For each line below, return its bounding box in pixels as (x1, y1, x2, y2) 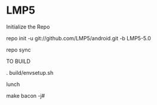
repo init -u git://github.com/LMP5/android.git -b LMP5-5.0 (6, 34, 151, 42)
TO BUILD (6, 58, 31, 65)
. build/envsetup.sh (6, 69, 54, 76)
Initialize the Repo (6, 23, 50, 30)
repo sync (6, 46, 31, 53)
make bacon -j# (6, 92, 45, 99)
